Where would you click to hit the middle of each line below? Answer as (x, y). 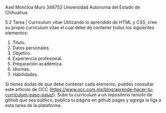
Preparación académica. (37, 64)
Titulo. (19, 42)
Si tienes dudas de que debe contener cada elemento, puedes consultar (79, 84)
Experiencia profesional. (37, 58)
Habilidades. (25, 74)
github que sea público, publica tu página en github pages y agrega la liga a (83, 100)
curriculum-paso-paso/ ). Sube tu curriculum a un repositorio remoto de (79, 95)
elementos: (17, 33)
